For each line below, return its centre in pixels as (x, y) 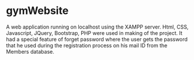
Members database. (30, 51)
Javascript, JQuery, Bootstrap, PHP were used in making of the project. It (94, 33)
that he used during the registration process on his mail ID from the (87, 45)
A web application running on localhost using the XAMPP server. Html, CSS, (97, 27)
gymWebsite (37, 11)
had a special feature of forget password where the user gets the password (97, 39)
